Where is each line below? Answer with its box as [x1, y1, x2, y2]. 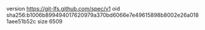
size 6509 [37, 18, 63, 25]
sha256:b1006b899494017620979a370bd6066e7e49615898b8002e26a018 [6, 11, 199, 19]
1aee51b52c [6, 18, 37, 25]
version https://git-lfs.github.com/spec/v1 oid [6, 5, 121, 12]
